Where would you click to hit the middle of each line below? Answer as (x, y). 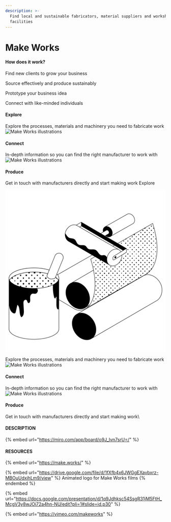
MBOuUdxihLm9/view (28, 478)
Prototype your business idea (36, 93)
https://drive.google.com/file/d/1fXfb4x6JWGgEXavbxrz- (99, 472)
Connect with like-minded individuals (44, 103)
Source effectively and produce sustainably (51, 83)
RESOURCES (19, 451)
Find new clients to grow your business (46, 73)
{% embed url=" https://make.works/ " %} (48, 463)
